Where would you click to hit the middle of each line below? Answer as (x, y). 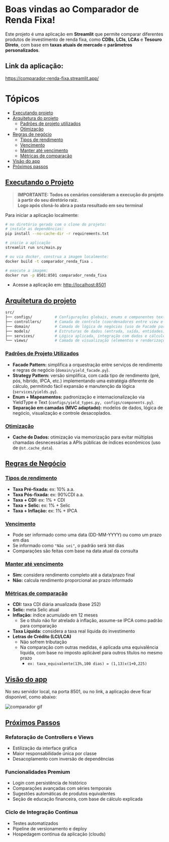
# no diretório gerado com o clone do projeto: (56, 224)
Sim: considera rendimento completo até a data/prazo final (73, 575)
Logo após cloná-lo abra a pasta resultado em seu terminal (80, 205)
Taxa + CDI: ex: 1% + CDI (39, 500)
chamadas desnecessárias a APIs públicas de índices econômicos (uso (87, 442)
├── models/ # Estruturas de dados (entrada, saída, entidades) (85, 331)
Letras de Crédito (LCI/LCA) (42, 637)
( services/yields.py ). (35, 391)
